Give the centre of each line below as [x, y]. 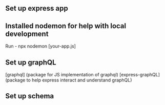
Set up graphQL [31, 62]
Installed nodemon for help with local [66, 26]
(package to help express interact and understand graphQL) [69, 80]
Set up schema [30, 96]
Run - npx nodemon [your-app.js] [40, 46]
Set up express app [37, 8]
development [27, 34]
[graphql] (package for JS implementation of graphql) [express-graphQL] [83, 75]
